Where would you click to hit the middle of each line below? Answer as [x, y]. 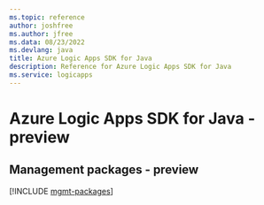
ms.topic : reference [47, 17]
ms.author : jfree [41, 34]
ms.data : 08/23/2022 [47, 42]
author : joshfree [41, 26]
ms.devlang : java [41, 50]
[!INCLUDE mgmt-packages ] [61, 191]
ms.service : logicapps [51, 75]
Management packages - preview [104, 170]
